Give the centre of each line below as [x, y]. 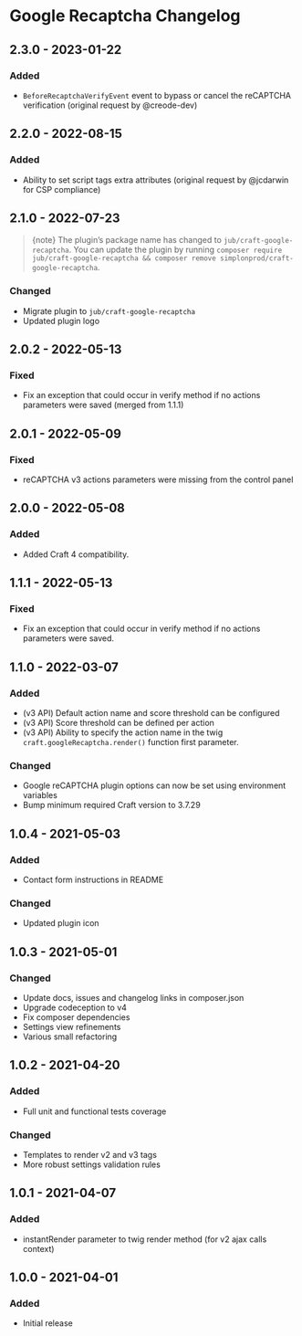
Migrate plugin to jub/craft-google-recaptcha [109, 310]
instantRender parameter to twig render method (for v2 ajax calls [145, 1239]
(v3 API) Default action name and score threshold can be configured [151, 713]
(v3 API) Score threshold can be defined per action [118, 723]
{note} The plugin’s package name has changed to [126, 240]
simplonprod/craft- [257, 258]
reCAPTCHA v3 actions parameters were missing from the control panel [158, 479]
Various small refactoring [70, 1036]
